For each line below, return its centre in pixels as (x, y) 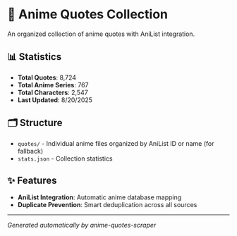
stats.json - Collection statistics (65, 159)
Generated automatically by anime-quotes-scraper (82, 225)
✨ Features (32, 180)
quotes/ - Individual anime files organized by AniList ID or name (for (116, 143)
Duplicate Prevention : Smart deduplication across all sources (107, 205)
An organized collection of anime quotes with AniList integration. (101, 34)
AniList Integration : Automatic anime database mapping (99, 197)
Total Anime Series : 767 (53, 85)
